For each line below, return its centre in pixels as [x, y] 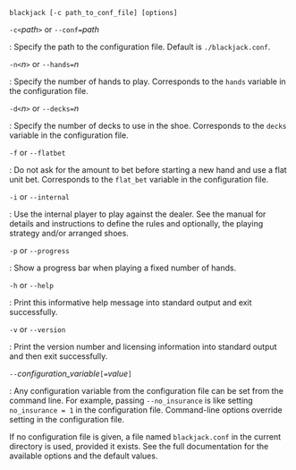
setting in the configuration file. [67, 419]
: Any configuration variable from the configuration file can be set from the [147, 391]
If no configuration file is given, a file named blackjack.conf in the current [145, 437]
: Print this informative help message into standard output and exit [131, 303]
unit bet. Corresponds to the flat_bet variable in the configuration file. [139, 179]
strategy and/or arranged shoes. [69, 233]
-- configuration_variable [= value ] [71, 373]
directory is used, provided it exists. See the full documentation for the [139, 446]
